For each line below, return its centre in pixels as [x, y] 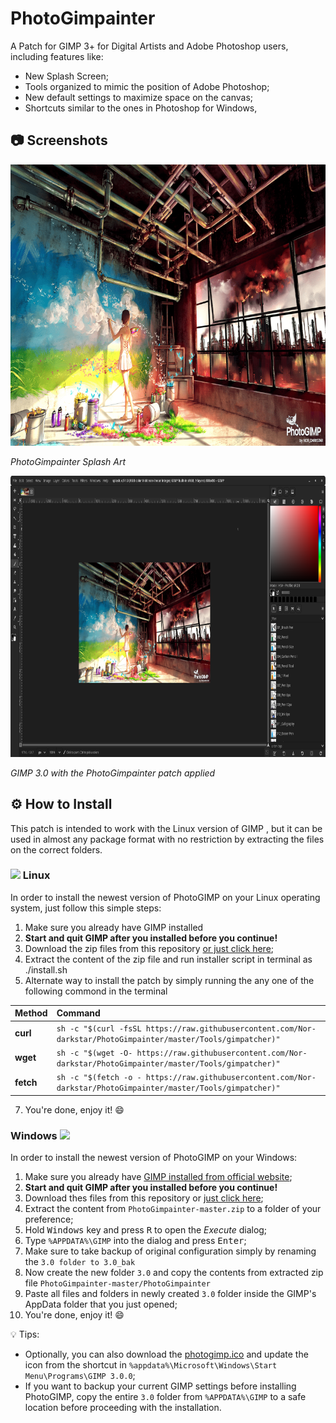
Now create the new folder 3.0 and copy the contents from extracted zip [174, 1272]
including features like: [57, 56]
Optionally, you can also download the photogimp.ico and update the [166, 1354]
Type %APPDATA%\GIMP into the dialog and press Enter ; [135, 1240]
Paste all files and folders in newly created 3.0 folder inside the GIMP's [170, 1293]
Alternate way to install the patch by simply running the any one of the [169, 980]
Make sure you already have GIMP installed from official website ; [158, 1176]
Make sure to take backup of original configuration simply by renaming [170, 1251]
